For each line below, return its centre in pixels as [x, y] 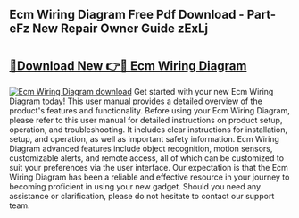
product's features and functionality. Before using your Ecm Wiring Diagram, [149, 110]
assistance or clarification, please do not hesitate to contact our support [142, 196]
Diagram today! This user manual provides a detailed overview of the [136, 101]
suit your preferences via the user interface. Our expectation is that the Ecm [149, 168]
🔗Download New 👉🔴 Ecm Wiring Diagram [128, 66]
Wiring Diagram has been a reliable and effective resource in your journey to [149, 177]
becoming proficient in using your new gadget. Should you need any [135, 186]
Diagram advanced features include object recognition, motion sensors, [141, 148]
